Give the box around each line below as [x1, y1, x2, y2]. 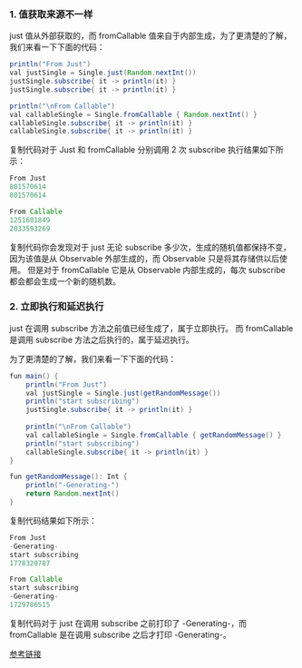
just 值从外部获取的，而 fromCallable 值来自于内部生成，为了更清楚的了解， [9, 30, 292, 42]
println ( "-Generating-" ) [25, 481, 120, 490]
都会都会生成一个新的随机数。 [9, 275, 121, 287]
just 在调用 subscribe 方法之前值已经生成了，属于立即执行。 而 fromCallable [9, 322, 294, 333]
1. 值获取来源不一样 [9, 7, 93, 20]
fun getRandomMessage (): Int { [9, 472, 128, 482]
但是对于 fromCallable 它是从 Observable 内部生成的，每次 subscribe [26, 264, 286, 275]
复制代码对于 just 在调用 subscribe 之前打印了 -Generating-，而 [9, 617, 248, 628]
